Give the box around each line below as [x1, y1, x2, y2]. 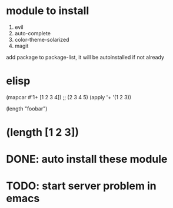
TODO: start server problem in [6, 179, 157, 193]
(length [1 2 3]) [6, 126, 79, 139]
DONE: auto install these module [6, 153, 168, 166]
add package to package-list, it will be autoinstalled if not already [6, 53, 165, 61]
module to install [6, 4, 89, 18]
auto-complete [14, 29, 51, 36]
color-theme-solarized [14, 36, 69, 43]
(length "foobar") [6, 105, 48, 112]
